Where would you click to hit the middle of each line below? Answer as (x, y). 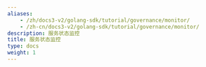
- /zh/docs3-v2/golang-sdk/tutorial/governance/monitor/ (105, 20)
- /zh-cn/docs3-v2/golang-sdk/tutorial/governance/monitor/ (110, 27)
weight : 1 (22, 53)
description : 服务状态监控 (44, 33)
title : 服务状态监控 (34, 40)
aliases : (20, 14)
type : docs (23, 46)
